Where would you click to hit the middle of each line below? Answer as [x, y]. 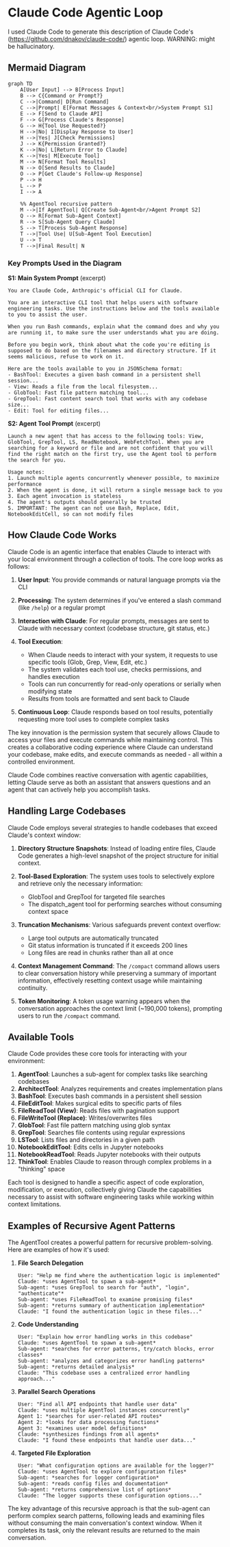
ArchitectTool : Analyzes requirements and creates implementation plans [120, 1089]
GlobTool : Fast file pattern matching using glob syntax [94, 1125]
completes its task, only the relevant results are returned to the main [104, 1531]
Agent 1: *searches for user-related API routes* [90, 1417]
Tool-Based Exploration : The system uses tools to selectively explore [116, 876]
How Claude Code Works [62, 535]
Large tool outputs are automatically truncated [93, 938]
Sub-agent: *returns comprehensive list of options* [94, 1490]
